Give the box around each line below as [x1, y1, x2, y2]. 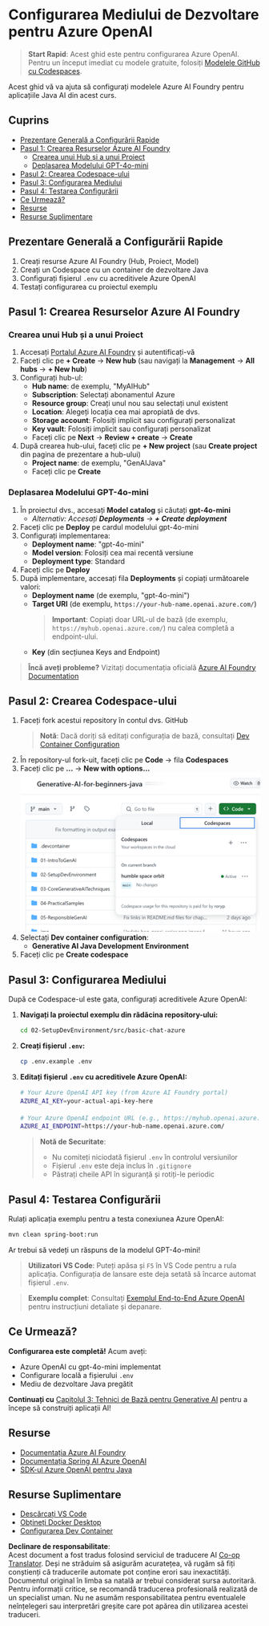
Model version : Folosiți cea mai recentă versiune [31, 547, 194, 557]
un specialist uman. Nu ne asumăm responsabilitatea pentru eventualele [8, 1593, 246, 1603]
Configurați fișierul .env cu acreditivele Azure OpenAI [19, 273, 196, 283]
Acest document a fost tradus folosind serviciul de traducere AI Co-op [8, 1551, 240, 1560]
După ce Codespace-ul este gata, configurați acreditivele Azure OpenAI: [8, 994, 247, 1004]
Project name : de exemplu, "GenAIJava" [31, 458, 167, 468]
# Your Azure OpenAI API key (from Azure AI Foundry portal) [19, 1088, 229, 1096]
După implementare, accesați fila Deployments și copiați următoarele [19, 573, 250, 583]
